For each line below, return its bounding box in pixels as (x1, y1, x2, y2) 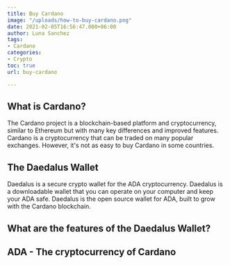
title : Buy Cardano (7, 10, 64, 17)
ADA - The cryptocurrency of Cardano (7, 245, 176, 258)
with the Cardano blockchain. (7, 202, 92, 211)
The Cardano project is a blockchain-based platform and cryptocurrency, (7, 119, 217, 128)
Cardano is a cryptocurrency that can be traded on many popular (7, 134, 194, 142)
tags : (7, 36, 23, 43)
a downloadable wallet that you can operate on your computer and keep (7, 188, 214, 196)
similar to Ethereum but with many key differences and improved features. (7, 126, 219, 135)
